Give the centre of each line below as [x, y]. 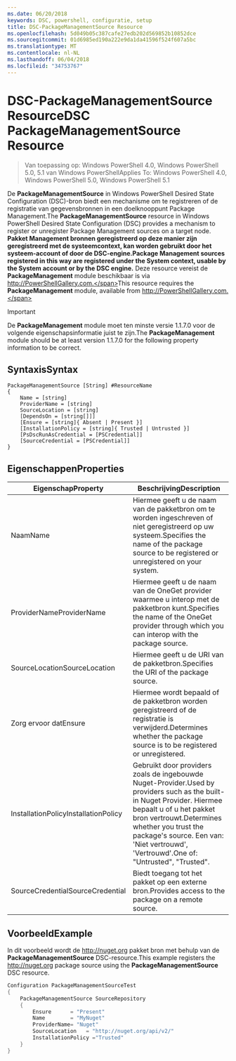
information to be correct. [45, 348]
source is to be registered [175, 745]
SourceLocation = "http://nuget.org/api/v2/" [103, 1032]
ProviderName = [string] [56, 404]
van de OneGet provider [172, 591]
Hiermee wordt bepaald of [176, 692]
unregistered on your [167, 562]
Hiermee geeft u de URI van [178, 655]
